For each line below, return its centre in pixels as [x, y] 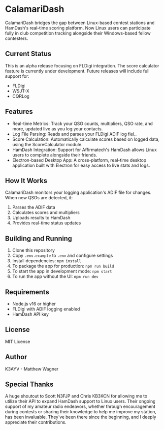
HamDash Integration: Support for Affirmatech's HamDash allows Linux [84, 150]
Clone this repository [33, 250]
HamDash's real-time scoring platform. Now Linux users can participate [78, 28]
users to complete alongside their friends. [55, 155]
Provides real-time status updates [47, 223]
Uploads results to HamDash [41, 218]
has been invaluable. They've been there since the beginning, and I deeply [81, 417]
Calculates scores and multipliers [46, 213]
